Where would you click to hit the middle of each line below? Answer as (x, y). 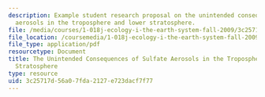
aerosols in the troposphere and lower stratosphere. (105, 23)
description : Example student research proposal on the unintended (121, 15)
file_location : (33, 37)
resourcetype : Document (47, 52)
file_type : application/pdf (54, 45)
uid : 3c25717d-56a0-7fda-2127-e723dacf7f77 (81, 81)
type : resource (33, 74)
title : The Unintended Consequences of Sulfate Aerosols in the (116, 59)
